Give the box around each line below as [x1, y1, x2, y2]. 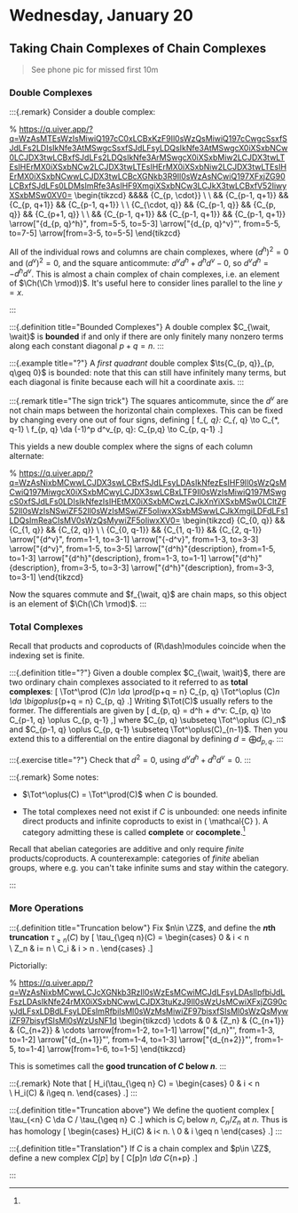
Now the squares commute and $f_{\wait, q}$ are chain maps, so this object [9, 589, 287, 599]
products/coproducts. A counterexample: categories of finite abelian [9, 853, 260, 864]
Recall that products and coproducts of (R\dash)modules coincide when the [9, 641, 286, 652]
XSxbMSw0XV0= [9, 190, 73, 201]
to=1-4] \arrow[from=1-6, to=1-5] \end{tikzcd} [17, 1044, 186, 1055]
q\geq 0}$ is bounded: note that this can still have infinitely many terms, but [9, 367, 286, 378]
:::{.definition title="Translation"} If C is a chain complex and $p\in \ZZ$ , [9, 1144, 272, 1154]
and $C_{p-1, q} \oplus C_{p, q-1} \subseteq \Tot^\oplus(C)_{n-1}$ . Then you [9, 724, 288, 735]
